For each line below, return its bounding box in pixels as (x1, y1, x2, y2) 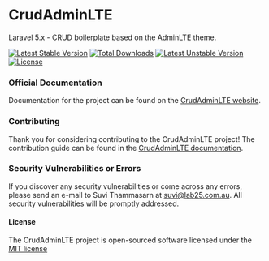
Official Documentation (8, 77, 103, 88)
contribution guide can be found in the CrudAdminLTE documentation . (8, 143, 244, 152)
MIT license (8, 244, 48, 254)
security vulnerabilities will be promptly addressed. (8, 199, 180, 208)
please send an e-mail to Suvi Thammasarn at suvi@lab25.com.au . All (8, 190, 242, 199)
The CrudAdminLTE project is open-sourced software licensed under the (8, 235, 252, 245)
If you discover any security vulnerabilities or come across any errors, (8, 181, 242, 191)
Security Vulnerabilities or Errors (8, 163, 141, 174)
